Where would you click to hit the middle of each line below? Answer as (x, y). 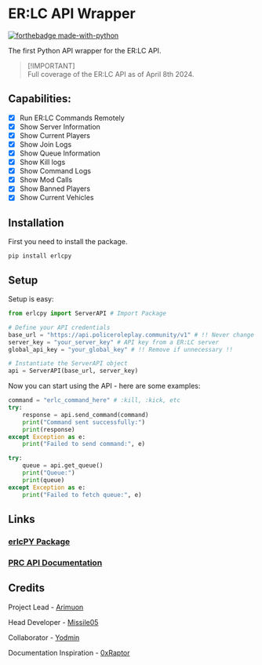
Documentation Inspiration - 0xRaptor (69, 652)
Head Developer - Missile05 (53, 622)
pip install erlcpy (40, 256)
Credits (27, 588)
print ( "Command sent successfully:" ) (84, 422)
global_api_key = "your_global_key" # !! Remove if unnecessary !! (121, 349)
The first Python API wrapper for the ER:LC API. (85, 50)
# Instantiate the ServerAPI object (68, 364)
